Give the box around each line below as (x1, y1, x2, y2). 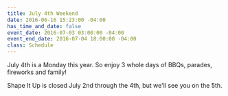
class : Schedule (7, 42, 54, 49)
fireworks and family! (7, 68, 67, 76)
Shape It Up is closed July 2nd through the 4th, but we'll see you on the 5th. (7, 82, 223, 89)
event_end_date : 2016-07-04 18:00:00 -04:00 (7, 36, 137, 43)
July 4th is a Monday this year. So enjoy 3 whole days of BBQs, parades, (7, 61, 213, 69)
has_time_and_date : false (7, 23, 81, 29)
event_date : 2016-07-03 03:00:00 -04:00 (7, 29, 125, 36)
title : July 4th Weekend (7, 10, 78, 17)
